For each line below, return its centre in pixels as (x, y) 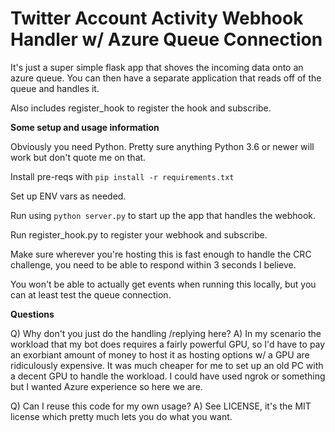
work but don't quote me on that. (78, 157)
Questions (32, 314)
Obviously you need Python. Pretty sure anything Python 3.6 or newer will (162, 146)
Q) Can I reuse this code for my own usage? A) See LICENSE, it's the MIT (161, 406)
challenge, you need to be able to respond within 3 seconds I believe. (153, 264)
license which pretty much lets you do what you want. (121, 416)
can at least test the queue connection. (91, 294)
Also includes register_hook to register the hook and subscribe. (141, 108)
